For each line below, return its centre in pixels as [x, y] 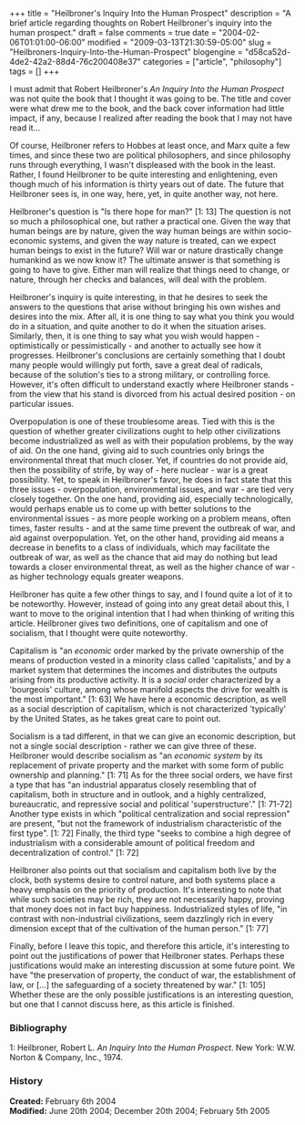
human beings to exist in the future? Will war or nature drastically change [147, 250]
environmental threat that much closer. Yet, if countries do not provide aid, [149, 460]
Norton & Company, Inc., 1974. [66, 1057]
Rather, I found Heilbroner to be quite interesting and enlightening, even [143, 174]
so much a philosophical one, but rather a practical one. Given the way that [150, 221]
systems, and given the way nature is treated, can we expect [163, 240]
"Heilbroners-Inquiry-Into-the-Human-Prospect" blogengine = [126, 52]
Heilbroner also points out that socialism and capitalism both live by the [143, 870]
